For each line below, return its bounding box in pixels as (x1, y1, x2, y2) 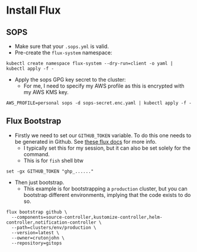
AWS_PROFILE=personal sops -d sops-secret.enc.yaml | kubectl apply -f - (6, 100, 192, 106)
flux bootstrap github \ (6, 209, 67, 215)
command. (23, 150, 50, 157)
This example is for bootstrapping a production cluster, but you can (23, 185, 188, 192)
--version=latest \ (11, 230, 60, 235)
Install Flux (6, 4, 61, 17)
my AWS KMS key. (23, 89, 69, 95)
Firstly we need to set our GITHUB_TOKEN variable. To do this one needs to (14, 131, 192, 139)
